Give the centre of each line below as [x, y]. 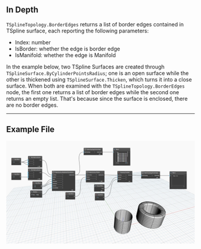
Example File [31, 129]
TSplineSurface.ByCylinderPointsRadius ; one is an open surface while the [98, 73]
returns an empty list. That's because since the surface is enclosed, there [97, 98]
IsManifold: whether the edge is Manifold [65, 55]
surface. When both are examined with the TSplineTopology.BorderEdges [96, 86]
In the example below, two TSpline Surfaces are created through [86, 67]
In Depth [22, 10]
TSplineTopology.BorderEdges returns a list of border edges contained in [95, 24]
